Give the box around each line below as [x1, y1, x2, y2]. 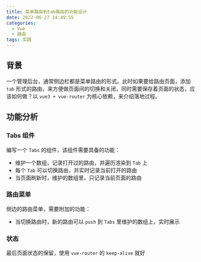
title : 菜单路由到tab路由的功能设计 [6, 8, 87, 15]
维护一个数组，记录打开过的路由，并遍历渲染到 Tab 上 [14, 159, 148, 166]
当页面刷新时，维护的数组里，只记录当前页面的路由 [14, 174, 142, 181]
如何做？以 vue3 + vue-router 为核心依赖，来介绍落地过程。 [11, 93, 161, 100]
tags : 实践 [6, 37, 32, 43]
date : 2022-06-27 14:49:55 [6, 14, 74, 20]
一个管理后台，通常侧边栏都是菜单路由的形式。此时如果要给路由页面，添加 [6, 78, 191, 85]
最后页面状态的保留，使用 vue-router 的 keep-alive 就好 [6, 249, 146, 257]
